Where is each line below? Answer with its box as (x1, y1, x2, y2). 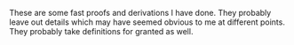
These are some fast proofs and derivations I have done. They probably (9, 8, 272, 18)
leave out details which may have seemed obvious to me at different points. (9, 17, 286, 27)
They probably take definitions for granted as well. (9, 26, 194, 36)
